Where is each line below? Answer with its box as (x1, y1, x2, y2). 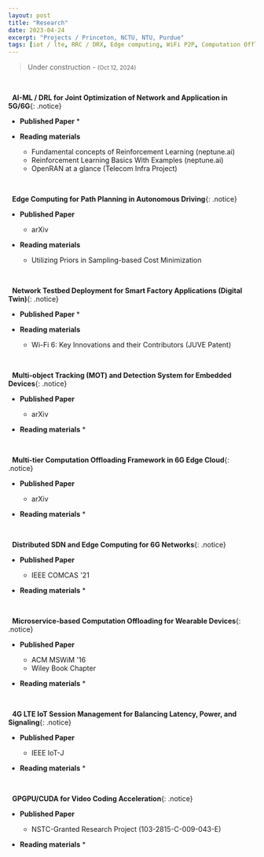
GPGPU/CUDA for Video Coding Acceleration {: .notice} (11, 794, 193, 803)
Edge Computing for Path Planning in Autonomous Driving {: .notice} (11, 195, 238, 204)
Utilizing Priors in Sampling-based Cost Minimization (31, 255, 202, 265)
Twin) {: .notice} (8, 295, 59, 304)
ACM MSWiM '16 (31, 655, 86, 665)
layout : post (8, 11, 51, 20)
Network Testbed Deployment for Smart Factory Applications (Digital (11, 286, 243, 295)
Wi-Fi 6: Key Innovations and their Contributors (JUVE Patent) (31, 340, 232, 350)
